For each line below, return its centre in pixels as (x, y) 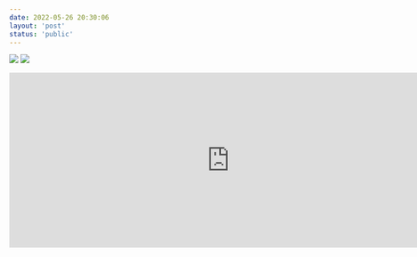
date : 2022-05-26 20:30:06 (59, 17)
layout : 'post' (37, 26)
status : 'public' (41, 34)
